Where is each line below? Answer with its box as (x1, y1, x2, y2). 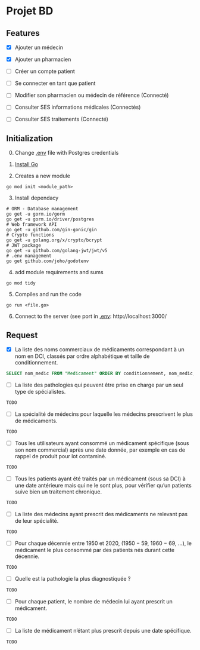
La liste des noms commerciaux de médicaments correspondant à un (14, 346, 185, 353)
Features (6, 28, 40, 38)
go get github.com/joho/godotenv (6, 258, 89, 264)
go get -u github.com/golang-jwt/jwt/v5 (6, 248, 108, 254)
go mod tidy (6, 280, 36, 286)
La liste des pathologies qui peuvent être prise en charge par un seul (14, 381, 183, 388)
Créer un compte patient (14, 68, 76, 75)
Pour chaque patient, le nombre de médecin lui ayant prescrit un (14, 597, 173, 605)
